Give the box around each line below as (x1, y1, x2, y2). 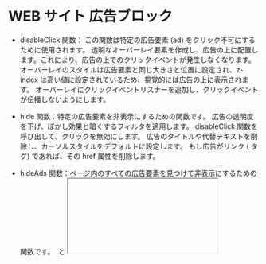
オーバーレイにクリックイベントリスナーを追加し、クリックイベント (35, 84, 259, 94)
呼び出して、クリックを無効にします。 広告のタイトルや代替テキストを (19, 131, 251, 141)
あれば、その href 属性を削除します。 (38, 151, 160, 161)
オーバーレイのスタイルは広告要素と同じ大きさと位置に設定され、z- (19, 64, 244, 74)
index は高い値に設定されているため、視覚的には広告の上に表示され (19, 75, 243, 84)
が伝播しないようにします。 (19, 95, 111, 104)
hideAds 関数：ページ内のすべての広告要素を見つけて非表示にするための (19, 168, 257, 177)
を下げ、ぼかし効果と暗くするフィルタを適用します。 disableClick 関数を (19, 121, 259, 131)
